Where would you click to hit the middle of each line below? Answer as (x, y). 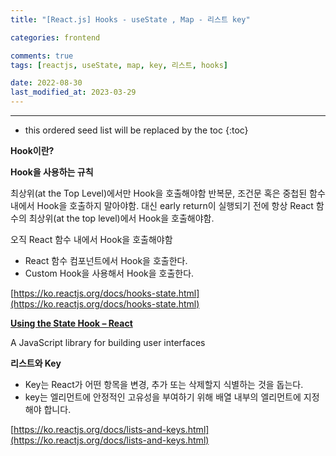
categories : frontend (55, 37)
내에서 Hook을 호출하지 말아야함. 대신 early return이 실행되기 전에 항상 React (162, 205)
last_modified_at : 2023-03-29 (73, 92)
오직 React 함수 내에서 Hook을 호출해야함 (91, 239)
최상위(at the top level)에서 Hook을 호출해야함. (121, 218)
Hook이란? (32, 150)
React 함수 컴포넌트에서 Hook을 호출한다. (106, 260)
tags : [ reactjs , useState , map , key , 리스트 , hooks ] (119, 65)
